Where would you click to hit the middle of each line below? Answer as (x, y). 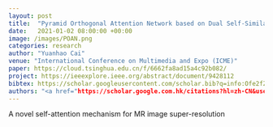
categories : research (45, 46)
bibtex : (22, 83)
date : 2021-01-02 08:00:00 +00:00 (70, 31)
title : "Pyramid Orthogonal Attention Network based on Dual (116, 23)
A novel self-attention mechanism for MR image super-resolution (117, 114)
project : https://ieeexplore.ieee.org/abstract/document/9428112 (121, 76)
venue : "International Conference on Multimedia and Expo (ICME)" (123, 61)
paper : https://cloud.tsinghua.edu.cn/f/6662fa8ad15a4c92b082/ (118, 69)
